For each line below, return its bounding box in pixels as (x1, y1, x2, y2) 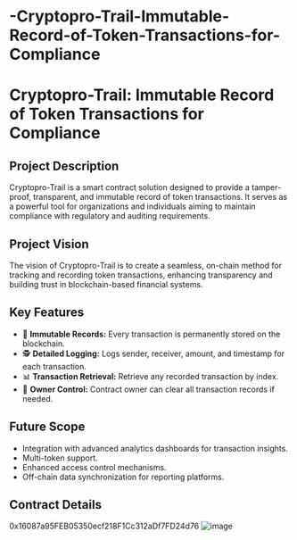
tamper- (251, 182, 282, 193)
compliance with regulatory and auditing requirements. (9, 211, 211, 221)
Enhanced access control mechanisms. (21, 461, 167, 472)
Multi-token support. (21, 453, 98, 463)
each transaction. (21, 361, 87, 371)
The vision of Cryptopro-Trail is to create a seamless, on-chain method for (9, 261, 283, 270)
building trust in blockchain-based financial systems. (9, 279, 203, 289)
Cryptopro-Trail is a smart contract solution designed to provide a (9, 182, 250, 193)
